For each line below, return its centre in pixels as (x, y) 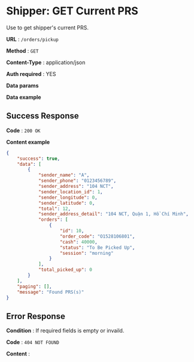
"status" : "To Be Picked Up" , (97, 247)
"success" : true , (39, 159)
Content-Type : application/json (46, 62)
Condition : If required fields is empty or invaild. (65, 331)
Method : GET (22, 51)
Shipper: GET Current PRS (72, 11)
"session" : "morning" (87, 253)
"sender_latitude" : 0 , (66, 203)
